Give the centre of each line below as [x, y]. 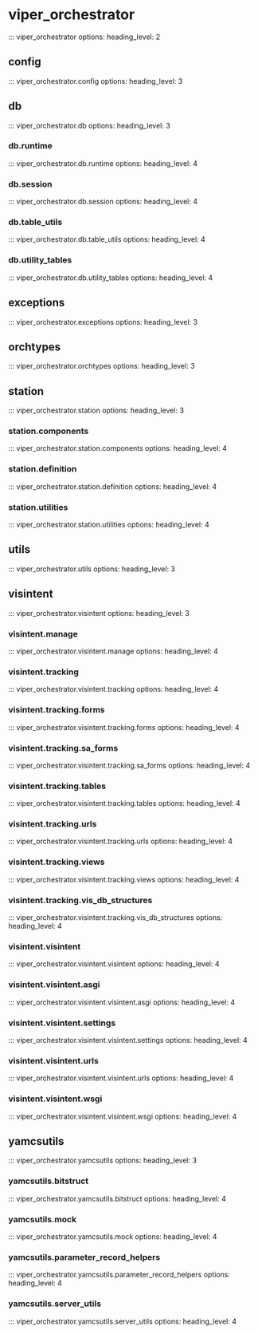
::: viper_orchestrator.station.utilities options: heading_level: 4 [109, 525]
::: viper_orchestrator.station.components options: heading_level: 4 [118, 448]
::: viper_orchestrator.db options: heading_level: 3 [90, 125]
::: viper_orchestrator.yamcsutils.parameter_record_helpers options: [119, 1275]
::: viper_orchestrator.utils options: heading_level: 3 [92, 569]
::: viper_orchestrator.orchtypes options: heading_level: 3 [102, 366]
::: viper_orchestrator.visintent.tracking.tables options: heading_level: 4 [124, 803]
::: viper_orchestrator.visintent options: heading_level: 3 [99, 613]
